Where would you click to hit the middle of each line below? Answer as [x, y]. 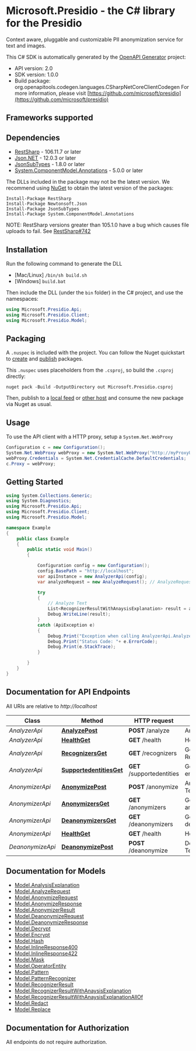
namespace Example [28, 528]
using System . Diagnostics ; [39, 501]
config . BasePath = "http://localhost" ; [85, 571]
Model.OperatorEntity [40, 966]
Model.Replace [32, 1009]
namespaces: [22, 298]
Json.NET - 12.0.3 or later [45, 158]
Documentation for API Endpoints [68, 692]
